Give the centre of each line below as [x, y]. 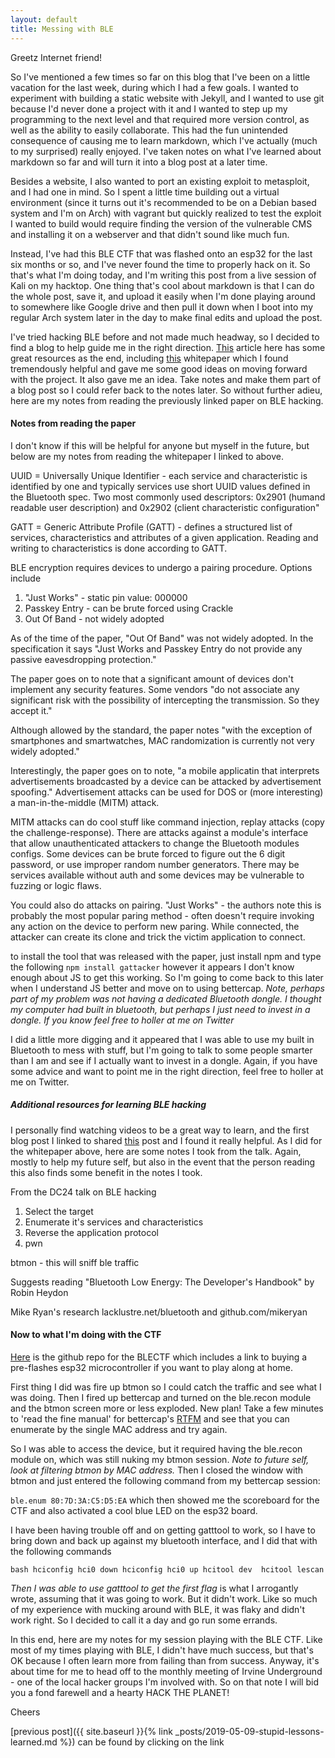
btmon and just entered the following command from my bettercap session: [165, 1480]
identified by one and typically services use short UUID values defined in [160, 486]
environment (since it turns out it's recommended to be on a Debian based [163, 202]
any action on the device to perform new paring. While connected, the [155, 926]
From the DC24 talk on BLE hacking [83, 1192]
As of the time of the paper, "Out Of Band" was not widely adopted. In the [162, 638]
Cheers [25, 1712]
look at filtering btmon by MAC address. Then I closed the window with [157, 1470]
